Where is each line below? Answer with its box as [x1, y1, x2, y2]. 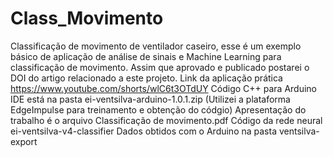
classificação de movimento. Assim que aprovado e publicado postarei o [10, 61, 310, 73]
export [10, 135, 38, 147]
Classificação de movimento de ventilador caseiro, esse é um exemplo [10, 40, 302, 52]
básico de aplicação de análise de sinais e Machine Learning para [10, 50, 282, 62]
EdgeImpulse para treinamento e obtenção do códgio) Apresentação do [10, 103, 307, 116]
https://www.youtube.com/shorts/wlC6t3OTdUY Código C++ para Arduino [10, 82, 318, 94]
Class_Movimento [10, 7, 164, 30]
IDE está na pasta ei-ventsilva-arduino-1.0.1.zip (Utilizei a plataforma [10, 93, 291, 105]
